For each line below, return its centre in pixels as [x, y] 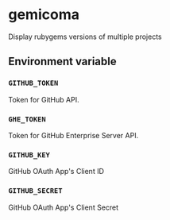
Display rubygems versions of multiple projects [85, 37]
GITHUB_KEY [29, 155]
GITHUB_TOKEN [33, 83]
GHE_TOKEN [27, 119]
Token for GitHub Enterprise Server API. [73, 135]
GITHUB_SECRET [35, 191]
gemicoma [44, 15]
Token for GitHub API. [44, 99]
